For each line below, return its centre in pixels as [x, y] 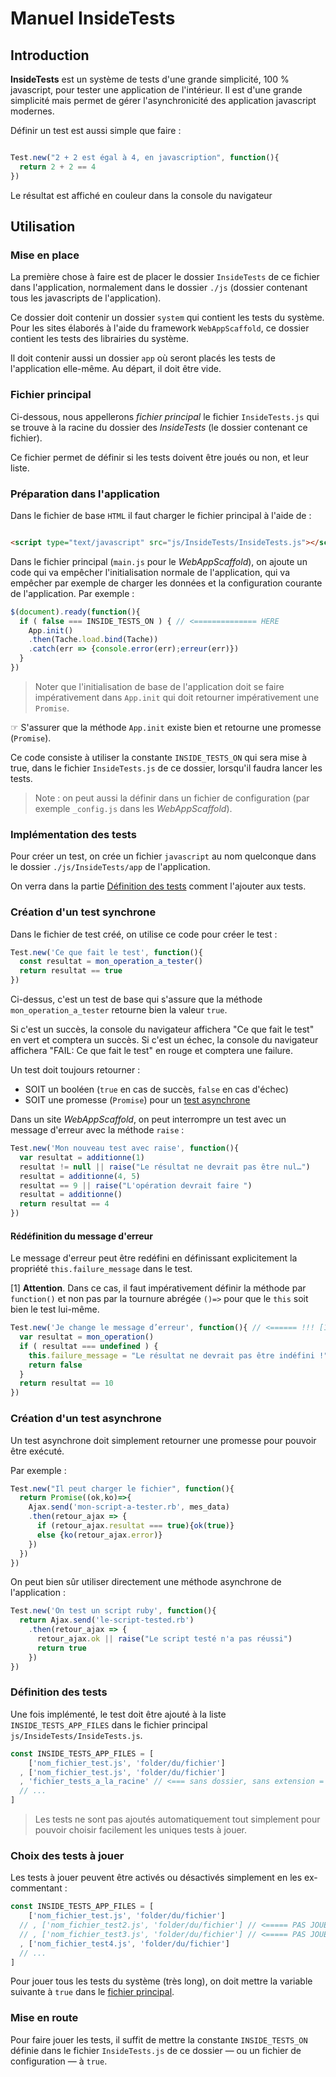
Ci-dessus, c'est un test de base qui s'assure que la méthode [136, 999]
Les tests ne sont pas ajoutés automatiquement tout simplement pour [177, 1819]
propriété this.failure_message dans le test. [101, 1269]
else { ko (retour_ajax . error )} [99, 1535]
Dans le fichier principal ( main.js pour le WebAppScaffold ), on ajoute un [159, 561]
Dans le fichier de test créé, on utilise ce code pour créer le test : [144, 934]
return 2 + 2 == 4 [58, 167]
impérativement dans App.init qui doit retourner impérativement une [177, 697]
